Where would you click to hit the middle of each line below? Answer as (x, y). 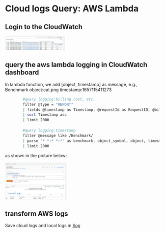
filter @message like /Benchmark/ (58, 135)
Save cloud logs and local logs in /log (43, 226)
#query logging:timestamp (49, 131)
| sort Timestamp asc (45, 115)
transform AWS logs (37, 214)
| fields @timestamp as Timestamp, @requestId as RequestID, (87, 110)
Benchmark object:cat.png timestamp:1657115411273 (58, 90)
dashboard (22, 73)
